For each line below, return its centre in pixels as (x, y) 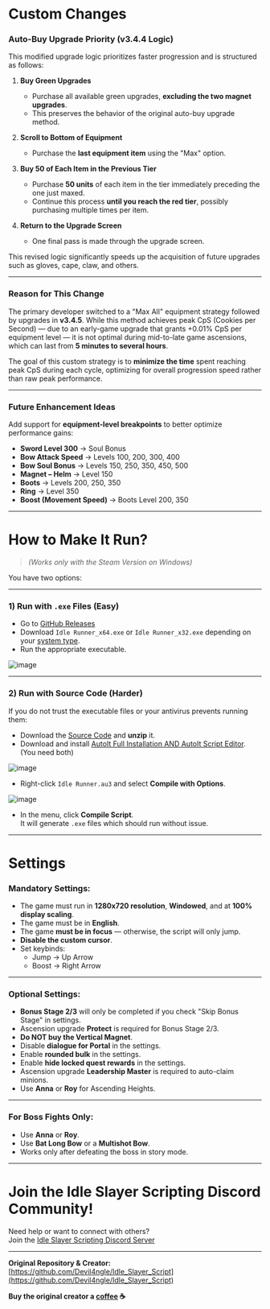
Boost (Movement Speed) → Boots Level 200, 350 (104, 500)
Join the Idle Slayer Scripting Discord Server (82, 1240)
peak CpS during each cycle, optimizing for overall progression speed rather (135, 370)
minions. (34, 1080)
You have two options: (45, 578)
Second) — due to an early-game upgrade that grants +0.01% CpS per (125, 328)
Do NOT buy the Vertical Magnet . (76, 1037)
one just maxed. (59, 193)
